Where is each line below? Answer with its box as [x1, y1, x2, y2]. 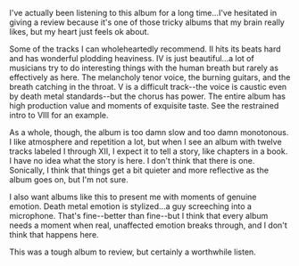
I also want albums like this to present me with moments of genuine [9, 191, 257, 202]
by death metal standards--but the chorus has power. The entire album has [9, 91, 286, 101]
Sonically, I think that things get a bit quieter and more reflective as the [9, 165, 270, 175]
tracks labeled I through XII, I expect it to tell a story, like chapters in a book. [9, 146, 288, 157]
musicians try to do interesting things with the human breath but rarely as [9, 62, 279, 73]
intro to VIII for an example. [9, 110, 109, 120]
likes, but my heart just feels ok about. [9, 27, 150, 36]
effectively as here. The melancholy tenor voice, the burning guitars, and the [9, 72, 291, 83]
